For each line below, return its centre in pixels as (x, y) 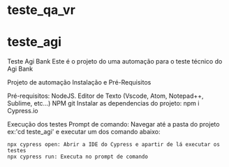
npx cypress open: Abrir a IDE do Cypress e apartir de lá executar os (113, 145)
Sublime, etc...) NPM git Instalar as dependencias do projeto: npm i (103, 103)
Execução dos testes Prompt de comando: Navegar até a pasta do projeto (113, 124)
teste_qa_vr (41, 10)
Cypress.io (23, 111)
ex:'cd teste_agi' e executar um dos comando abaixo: (84, 132)
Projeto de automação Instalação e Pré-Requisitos (79, 82)
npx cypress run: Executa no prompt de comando (78, 157)
